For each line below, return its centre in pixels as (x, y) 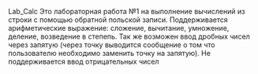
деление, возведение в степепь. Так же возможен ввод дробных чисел (129, 36)
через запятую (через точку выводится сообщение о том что (112, 45)
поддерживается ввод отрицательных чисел (84, 61)
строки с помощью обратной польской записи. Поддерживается (118, 20)
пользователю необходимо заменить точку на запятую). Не (110, 53)
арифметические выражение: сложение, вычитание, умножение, (119, 28)
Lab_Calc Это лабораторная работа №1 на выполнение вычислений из (127, 11)
